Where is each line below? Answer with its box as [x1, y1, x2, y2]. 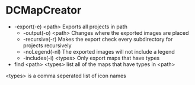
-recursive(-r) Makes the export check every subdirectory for [23, 35, 173, 42]
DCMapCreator [5, 4, 82, 17]
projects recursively [23, 42, 72, 49]
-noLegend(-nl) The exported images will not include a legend [23, 48, 175, 55]
